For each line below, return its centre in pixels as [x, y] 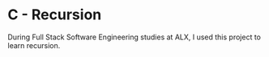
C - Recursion [55, 15]
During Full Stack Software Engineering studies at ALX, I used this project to [134, 37]
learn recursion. [34, 45]
